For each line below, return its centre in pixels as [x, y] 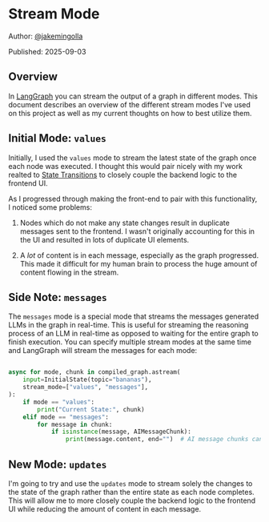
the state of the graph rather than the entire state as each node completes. [131, 492]
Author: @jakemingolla [46, 36]
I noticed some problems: [50, 207]
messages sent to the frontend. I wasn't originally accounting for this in [137, 231]
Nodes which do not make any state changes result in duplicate [124, 223]
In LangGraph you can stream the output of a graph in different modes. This [133, 96]
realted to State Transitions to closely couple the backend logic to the [123, 175]
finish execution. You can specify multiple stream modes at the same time [130, 342]
